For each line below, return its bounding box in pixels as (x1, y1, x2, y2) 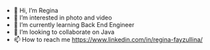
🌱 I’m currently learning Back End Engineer (13, 21, 135, 28)
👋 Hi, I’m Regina (13, 7, 59, 14)
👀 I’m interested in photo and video (13, 14, 112, 22)
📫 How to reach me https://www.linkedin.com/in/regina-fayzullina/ (13, 36, 203, 43)
